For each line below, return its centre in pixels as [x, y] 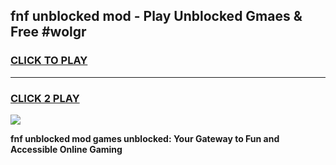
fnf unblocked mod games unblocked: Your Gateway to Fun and [145, 138]
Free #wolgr [48, 32]
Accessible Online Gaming [66, 149]
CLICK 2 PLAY [45, 98]
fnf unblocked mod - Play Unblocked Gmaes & [156, 16]
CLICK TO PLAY [49, 61]
